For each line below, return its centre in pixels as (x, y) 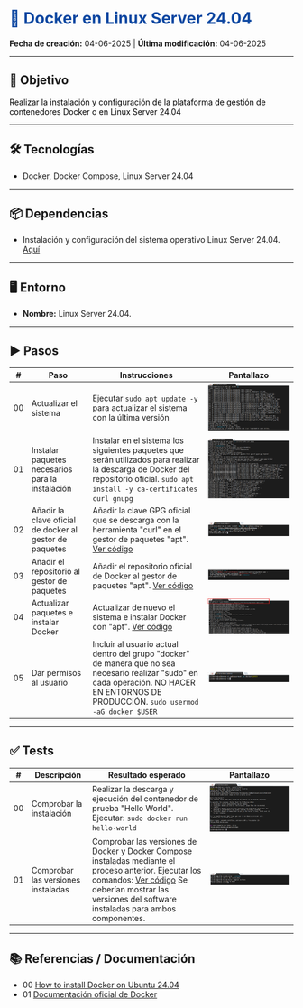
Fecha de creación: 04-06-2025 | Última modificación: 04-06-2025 (138, 43)
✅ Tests (32, 751)
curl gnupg (113, 499)
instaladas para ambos (134, 908)
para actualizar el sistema (140, 408)
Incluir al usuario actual (135, 644)
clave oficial (54, 520)
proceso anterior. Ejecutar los (147, 870)
